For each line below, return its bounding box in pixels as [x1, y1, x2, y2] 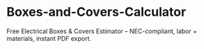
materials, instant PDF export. [6, 34, 92, 42]
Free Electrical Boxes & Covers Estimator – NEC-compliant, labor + [6, 27, 198, 35]
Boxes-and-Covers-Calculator [6, 4, 187, 20]
